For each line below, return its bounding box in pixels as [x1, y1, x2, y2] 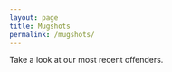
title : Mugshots [9, 22, 71, 31]
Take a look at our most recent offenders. [9, 55, 164, 66]
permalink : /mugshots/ [9, 30, 95, 39]
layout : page [9, 13, 59, 22]
